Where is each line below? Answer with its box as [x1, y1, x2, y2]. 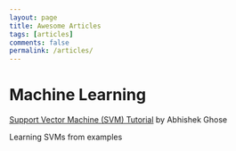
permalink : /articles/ [9, 46, 94, 55]
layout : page [9, 13, 58, 22]
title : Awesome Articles [9, 21, 102, 30]
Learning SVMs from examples [9, 131, 123, 143]
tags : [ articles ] [9, 29, 74, 38]
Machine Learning [9, 85, 147, 105]
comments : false [9, 38, 69, 47]
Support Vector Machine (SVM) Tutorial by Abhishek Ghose [9, 114, 228, 125]
